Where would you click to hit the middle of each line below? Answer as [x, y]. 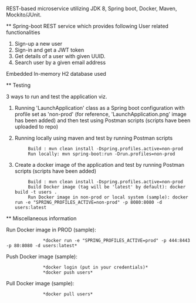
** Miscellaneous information [41, 218]
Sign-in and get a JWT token [49, 50]
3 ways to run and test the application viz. [57, 97]
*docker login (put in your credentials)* [96, 267]
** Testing [18, 85]
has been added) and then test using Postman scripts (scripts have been [102, 120]
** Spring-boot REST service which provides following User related [87, 26]
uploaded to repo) [36, 127]
